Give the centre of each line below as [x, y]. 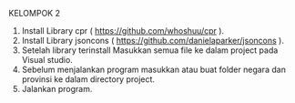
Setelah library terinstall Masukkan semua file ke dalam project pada [150, 50]
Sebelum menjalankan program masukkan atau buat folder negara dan [153, 69]
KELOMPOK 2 [35, 13]
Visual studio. [47, 60]
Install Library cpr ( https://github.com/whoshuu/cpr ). [123, 31]
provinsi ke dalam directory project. [88, 79]
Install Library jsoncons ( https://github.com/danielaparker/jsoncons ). [153, 41]
